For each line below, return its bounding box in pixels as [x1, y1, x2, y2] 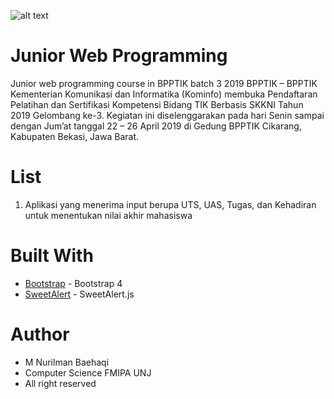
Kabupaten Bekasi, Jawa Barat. [10, 130, 139, 142]
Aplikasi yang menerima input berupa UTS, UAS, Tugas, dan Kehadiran [24, 198, 317, 210]
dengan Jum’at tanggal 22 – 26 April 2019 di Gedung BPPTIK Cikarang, [10, 120, 302, 132]
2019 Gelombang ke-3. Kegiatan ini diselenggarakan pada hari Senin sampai [10, 109, 325, 121]
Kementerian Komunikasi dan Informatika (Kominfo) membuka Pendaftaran [10, 88, 318, 100]
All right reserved [24, 377, 97, 389]
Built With [10, 245, 94, 267]
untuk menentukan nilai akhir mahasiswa [24, 209, 193, 221]
